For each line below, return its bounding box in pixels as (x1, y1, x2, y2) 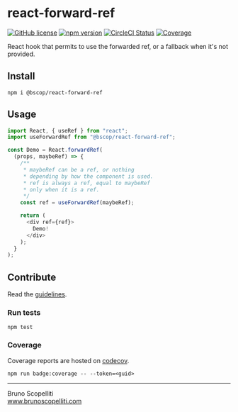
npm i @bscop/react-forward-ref (7, 89, 103, 96)
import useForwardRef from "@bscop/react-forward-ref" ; (7, 133, 176, 141)
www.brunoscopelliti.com (7, 396, 82, 405)
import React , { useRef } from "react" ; (7, 127, 129, 134)
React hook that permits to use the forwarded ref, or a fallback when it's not (7, 42, 229, 50)
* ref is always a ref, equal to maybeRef (23, 179, 151, 186)
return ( (20, 212, 46, 219)
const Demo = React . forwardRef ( (7, 147, 103, 154)
